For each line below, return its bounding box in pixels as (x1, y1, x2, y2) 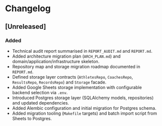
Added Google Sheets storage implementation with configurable (12, 84, 142, 90)
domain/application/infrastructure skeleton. (12, 58, 100, 64)
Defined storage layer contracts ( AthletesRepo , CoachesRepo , (12, 74, 133, 80)
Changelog (5, 3, 51, 14)
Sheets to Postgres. (12, 115, 52, 121)
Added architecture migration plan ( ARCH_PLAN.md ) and (12, 53, 121, 59)
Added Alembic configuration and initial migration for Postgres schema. (12, 105, 157, 111)
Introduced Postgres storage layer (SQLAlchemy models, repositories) (12, 95, 154, 101)
